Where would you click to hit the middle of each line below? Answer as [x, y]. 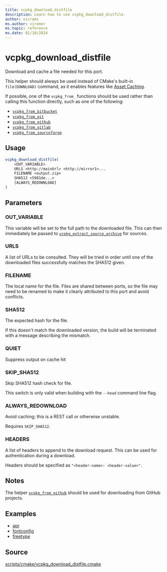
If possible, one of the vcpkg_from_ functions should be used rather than [79, 96]
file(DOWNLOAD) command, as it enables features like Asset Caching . [75, 86]
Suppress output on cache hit [36, 359]
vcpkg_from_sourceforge [37, 133]
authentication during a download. [40, 455]
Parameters [24, 203]
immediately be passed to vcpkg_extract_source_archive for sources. [77, 233]
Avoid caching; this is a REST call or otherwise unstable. [63, 417]
